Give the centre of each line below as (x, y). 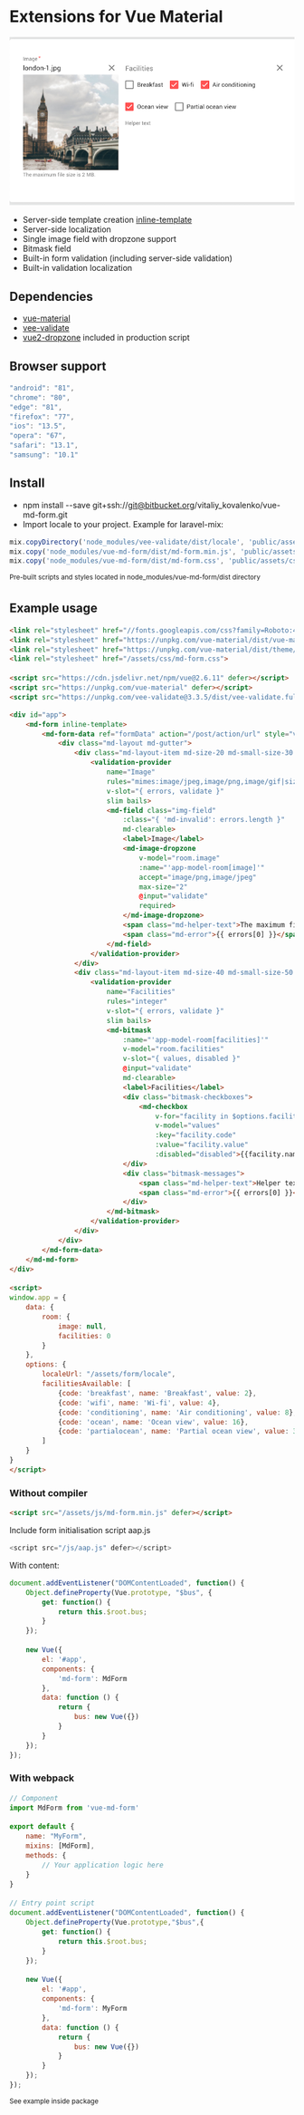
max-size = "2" (163, 887)
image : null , (82, 1326)
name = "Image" (131, 772)
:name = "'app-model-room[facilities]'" (196, 1039)
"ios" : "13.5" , (38, 426)
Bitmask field (47, 249)
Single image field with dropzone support (99, 239)
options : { (46, 1365)
